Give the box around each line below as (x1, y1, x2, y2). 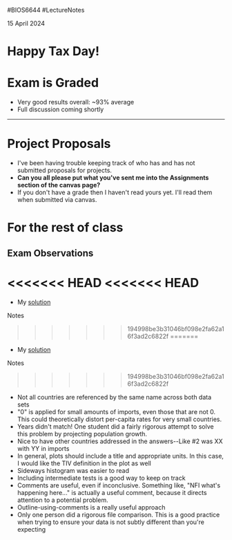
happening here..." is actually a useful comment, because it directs (17, 488, 207, 496)
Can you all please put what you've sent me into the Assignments (17, 174, 209, 182)
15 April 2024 (7, 19, 46, 27)
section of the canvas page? (17, 181, 101, 189)
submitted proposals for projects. (17, 166, 113, 175)
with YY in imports (17, 444, 70, 452)
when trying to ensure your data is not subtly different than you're (17, 518, 205, 526)
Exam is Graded (7, 75, 99, 91)
